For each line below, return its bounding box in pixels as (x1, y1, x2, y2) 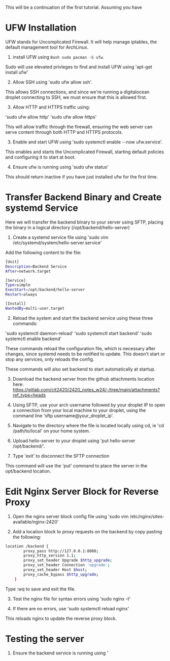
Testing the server (5, 633, 85, 644)
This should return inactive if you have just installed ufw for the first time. (5, 173, 158, 179)
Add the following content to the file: (5, 249, 82, 255)
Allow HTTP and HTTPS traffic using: (12, 104, 90, 110)
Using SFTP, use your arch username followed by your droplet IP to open (12, 401, 165, 408)
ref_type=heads (12, 392, 46, 398)
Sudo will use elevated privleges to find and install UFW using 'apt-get (5, 63, 152, 70)
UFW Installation (5, 22, 77, 33)
